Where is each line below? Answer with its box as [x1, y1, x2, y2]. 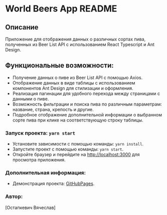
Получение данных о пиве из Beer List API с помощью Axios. [12, 74, 143, 80]
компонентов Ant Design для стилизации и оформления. [12, 85, 134, 91]
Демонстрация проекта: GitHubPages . [12, 180, 95, 186]
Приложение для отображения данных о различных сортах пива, [5, 36, 146, 42]
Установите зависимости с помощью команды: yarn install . [12, 141, 144, 147]
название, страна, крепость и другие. [12, 106, 94, 112]
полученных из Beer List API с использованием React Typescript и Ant [5, 41, 154, 47]
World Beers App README [5, 3, 117, 14]
